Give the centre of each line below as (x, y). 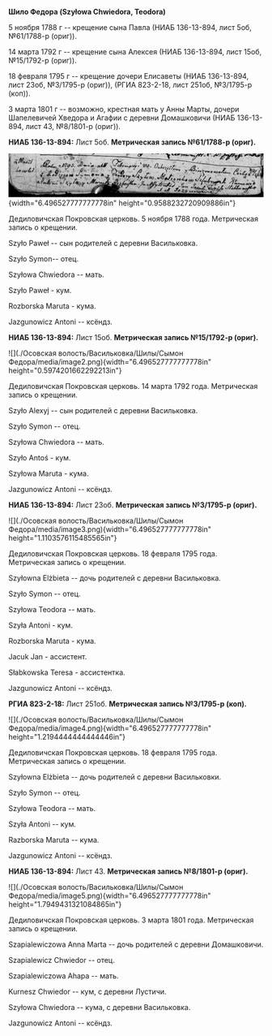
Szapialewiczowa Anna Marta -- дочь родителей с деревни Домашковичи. (136, 944)
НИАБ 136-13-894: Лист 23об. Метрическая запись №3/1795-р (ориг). (133, 505)
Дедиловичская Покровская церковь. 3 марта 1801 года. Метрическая (131, 920)
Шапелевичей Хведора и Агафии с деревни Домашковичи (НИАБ (122, 118)
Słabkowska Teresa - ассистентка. (67, 672)
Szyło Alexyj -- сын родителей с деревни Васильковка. (103, 410)
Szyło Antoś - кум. (40, 457)
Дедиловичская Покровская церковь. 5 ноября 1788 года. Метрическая (134, 218)
